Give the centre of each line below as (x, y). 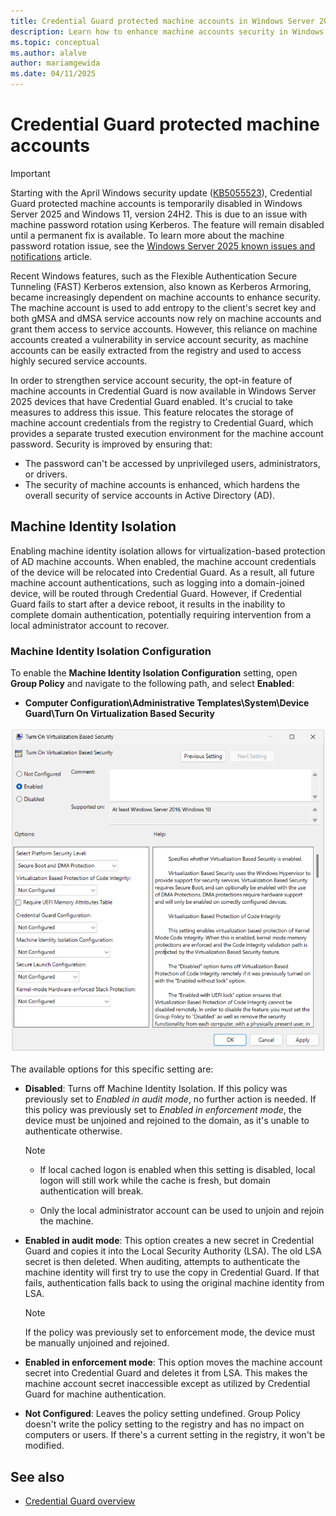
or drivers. (46, 474)
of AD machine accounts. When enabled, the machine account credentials (163, 561)
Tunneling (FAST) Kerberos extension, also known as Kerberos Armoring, (161, 286)
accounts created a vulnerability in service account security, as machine (159, 339)
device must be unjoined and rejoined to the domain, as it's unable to (167, 1121)
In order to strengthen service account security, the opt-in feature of (151, 380)
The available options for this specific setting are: (112, 1069)
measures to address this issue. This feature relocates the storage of (152, 412)
